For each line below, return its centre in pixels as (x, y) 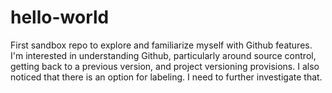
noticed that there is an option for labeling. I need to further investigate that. (166, 77)
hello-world (60, 17)
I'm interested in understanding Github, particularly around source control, (163, 55)
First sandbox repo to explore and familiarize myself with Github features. (161, 45)
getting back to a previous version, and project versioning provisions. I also (165, 66)
